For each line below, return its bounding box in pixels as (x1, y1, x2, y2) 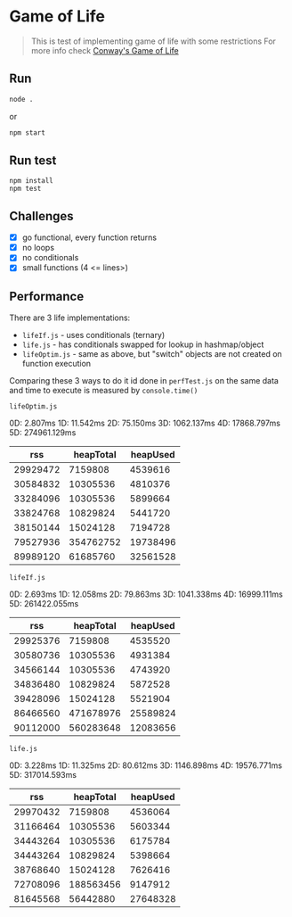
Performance (9, 288, 85, 304)
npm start (9, 128, 46, 137)
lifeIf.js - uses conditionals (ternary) (21, 330, 166, 341)
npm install (9, 177, 53, 186)
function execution (21, 359, 92, 369)
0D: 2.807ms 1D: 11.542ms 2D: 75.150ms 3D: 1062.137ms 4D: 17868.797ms (9, 417, 280, 429)
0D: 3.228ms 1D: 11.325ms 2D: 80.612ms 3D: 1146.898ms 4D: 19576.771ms (9, 760, 283, 771)
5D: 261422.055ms (9, 599, 79, 609)
